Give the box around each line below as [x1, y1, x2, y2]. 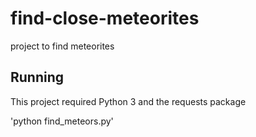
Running [10, 69, 65, 86]
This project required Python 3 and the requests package [10, 95, 247, 107]
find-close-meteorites [10, 7, 200, 30]
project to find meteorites [10, 40, 115, 52]
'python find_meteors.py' [10, 115, 114, 127]
